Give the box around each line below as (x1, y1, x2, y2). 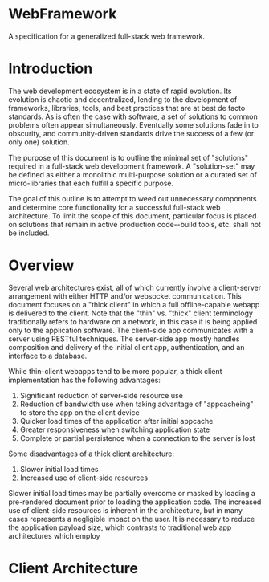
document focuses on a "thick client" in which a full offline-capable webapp (8, 299, 260, 309)
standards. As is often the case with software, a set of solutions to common (8, 112, 259, 121)
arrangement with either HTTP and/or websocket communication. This (8, 291, 243, 301)
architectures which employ (8, 531, 100, 540)
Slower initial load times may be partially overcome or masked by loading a (8, 488, 255, 498)
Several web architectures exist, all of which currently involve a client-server (8, 283, 262, 292)
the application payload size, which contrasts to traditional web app (8, 523, 232, 532)
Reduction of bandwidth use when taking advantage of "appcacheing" (19, 399, 254, 409)
